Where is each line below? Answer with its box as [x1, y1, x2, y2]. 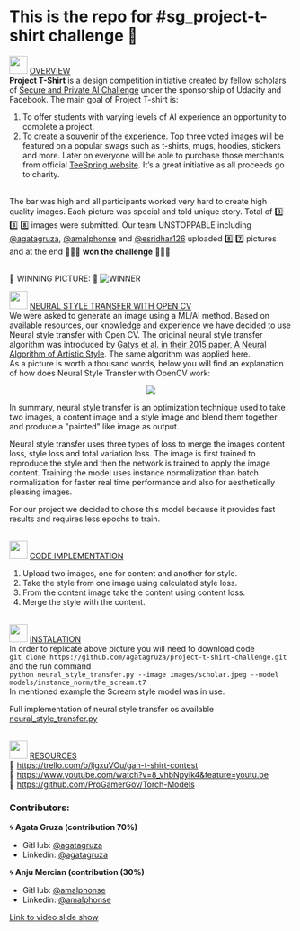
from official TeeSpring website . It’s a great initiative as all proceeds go [22, 159, 285, 170]
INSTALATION [29, 633, 82, 645]
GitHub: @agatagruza [22, 840, 103, 851]
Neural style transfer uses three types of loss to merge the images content [9, 438, 286, 449]
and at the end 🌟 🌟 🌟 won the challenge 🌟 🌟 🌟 [9, 246, 171, 257]
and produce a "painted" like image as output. [9, 420, 180, 431]
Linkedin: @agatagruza [22, 849, 109, 861]
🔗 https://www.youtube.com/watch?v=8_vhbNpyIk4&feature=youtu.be [9, 769, 269, 780]
